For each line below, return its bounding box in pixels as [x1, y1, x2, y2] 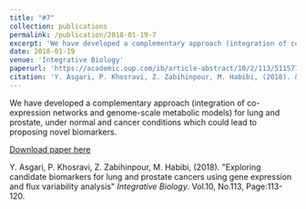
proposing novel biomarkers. [9, 126, 117, 137]
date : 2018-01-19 [9, 47, 76, 56]
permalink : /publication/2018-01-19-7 [9, 30, 157, 39]
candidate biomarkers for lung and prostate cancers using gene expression [9, 171, 292, 182]
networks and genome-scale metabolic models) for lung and [53, 106, 280, 118]
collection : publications [9, 22, 107, 31]
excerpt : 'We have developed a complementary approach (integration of [9, 38, 287, 48]
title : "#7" [9, 13, 55, 23]
